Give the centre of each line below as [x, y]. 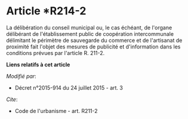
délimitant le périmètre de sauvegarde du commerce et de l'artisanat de [94, 40]
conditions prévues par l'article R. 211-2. [56, 53]
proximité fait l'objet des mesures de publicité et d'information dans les [93, 47]
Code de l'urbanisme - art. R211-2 [56, 111]
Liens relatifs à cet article [38, 65]
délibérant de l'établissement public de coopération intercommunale [90, 33]
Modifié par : [21, 76]
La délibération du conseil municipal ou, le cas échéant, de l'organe [89, 28]
